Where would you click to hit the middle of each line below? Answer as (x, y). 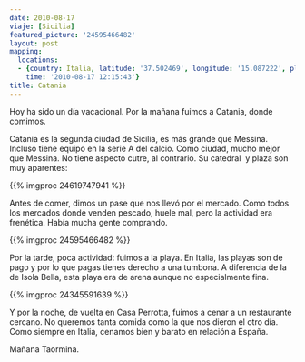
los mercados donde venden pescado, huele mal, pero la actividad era (141, 212)
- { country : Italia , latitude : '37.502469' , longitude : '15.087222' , (152, 69)
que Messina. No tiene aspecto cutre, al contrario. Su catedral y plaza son (149, 158)
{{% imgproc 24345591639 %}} (69, 294)
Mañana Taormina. (44, 349)
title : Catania (38, 85)
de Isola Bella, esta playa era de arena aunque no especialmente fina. (139, 277)
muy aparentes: (39, 167)
